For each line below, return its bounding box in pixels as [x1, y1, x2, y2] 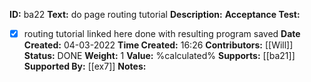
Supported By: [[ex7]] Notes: [23, 60, 147, 73]
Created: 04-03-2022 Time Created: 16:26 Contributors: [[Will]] [23, 39, 294, 51]
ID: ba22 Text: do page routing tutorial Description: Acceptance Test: [9, 9, 301, 20]
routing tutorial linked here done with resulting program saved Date [23, 28, 301, 39]
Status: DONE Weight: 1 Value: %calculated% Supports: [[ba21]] [23, 50, 296, 62]
